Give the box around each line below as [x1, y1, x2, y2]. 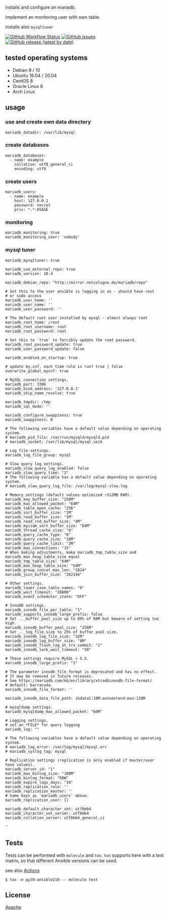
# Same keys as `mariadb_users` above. [5, 793, 89, 798]
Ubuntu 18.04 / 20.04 [12, 72, 57, 78]
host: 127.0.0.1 [14, 198, 49, 204]
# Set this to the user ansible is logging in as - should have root [5, 289, 155, 294]
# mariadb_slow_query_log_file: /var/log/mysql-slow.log [5, 483, 128, 488]
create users [5, 178, 37, 185]
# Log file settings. [5, 448, 51, 453]
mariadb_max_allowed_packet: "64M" [5, 501, 80, 506]
